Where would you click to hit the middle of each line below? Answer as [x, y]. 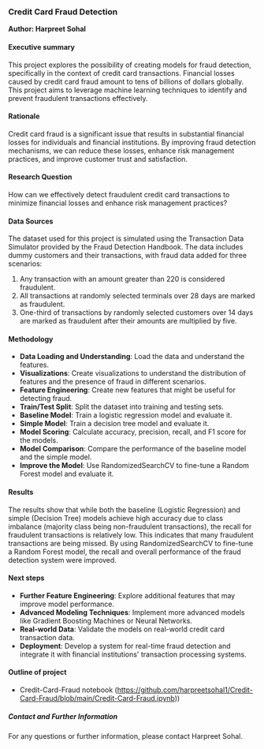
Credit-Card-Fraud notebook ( [69, 690]
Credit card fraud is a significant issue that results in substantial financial [126, 133]
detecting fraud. [46, 399]
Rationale [24, 116]
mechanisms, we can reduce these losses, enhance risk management [121, 150]
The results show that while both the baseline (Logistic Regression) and [124, 509]
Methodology [31, 339]
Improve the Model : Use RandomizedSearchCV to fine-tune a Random [134, 466]
